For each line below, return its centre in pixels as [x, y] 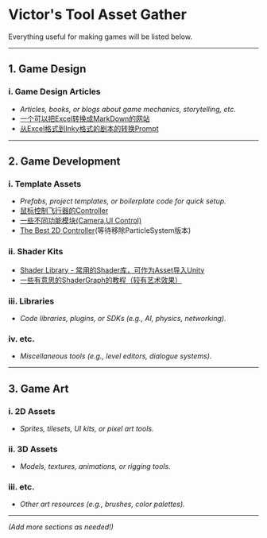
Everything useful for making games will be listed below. [101, 37]
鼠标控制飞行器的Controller [64, 211]
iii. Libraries [31, 301]
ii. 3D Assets [33, 449]
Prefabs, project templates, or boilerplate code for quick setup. [123, 201]
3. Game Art [39, 388]
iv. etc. [22, 339]
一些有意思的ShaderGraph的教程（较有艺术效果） [101, 280]
